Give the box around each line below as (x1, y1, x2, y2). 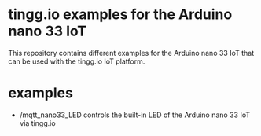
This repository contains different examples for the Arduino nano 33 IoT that (8, 48, 255, 57)
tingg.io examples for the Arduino (8, 6, 233, 24)
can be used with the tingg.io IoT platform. (8, 57, 145, 66)
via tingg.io (19, 118, 57, 127)
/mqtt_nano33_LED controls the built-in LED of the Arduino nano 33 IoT (19, 110, 251, 119)
